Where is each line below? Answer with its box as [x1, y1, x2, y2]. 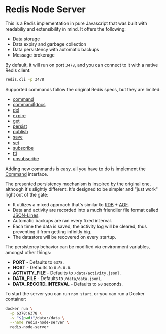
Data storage [12, 36, 40, 42]
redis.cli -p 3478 [5, 77, 44, 82]
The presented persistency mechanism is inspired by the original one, [5, 181, 151, 187]
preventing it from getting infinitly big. [12, 228, 92, 235]
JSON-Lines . [12, 212, 40, 218]
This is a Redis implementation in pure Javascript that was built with [5, 20, 147, 26]
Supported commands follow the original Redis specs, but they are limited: [5, 86, 161, 92]
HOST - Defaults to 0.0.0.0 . [12, 264, 72, 270]
